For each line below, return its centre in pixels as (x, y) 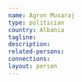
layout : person (33, 66)
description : (29, 45)
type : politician (36, 23)
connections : (29, 59)
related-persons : (36, 52)
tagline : (22, 37)
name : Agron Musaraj (42, 15)
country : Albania (36, 30)
